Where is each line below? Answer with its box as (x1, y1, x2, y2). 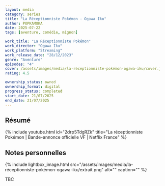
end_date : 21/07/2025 (5, 98, 50, 103)
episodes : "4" (5, 62, 34, 67)
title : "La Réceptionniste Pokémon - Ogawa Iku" (5, 16, 107, 21)
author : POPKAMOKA (5, 21, 43, 26)
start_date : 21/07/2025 (5, 93, 54, 98)
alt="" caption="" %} (105, 167, 147, 172)
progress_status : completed (5, 89, 63, 94)
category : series (5, 12, 41, 17)
